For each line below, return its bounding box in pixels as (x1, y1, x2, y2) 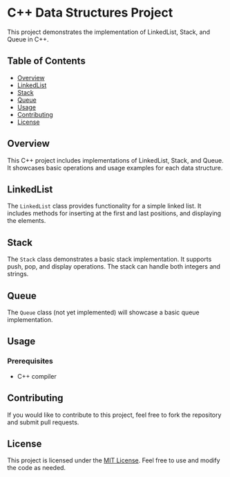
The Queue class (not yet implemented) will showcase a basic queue (7, 308, 200, 316)
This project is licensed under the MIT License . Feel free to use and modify (7, 456, 220, 465)
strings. (7, 270, 29, 278)
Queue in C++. (7, 35, 49, 43)
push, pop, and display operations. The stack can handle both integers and (7, 262, 221, 271)
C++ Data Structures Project (7, 5, 173, 21)
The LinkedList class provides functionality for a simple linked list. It (7, 202, 202, 210)
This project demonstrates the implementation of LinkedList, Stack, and (7, 28, 211, 36)
